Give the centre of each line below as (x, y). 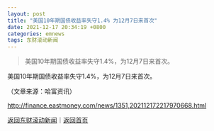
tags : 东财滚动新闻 (33, 40)
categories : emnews (36, 34)
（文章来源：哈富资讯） (41, 91)
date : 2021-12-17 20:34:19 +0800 (57, 27)
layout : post (27, 14)
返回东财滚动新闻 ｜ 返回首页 (48, 120)
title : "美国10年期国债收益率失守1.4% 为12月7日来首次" (83, 21)
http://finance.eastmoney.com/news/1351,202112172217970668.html (107, 106)
